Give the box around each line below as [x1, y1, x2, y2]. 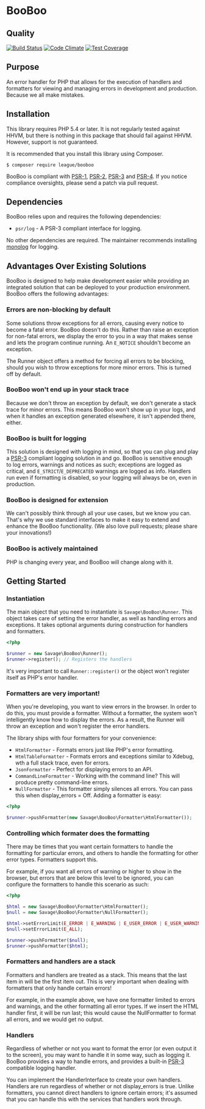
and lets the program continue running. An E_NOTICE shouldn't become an [6, 339, 191, 346]
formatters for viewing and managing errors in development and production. [6, 84, 198, 92]
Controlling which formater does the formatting [6, 829, 150, 838]
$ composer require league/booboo [6, 161, 95, 168]
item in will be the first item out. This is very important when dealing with [6, 977, 189, 985]
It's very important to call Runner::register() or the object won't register [6, 667, 190, 675]
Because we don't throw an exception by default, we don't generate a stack [6, 399, 196, 407]
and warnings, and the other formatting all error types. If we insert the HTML [6, 1003, 199, 1010]
